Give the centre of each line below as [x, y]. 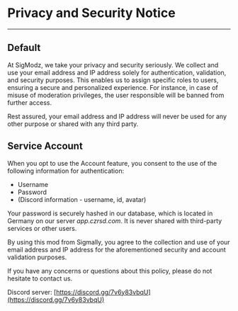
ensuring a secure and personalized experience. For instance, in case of [113, 87]
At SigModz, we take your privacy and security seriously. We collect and [113, 64]
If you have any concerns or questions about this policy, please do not [110, 271]
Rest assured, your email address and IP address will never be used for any [117, 116]
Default [24, 48]
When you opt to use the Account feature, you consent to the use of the [112, 163]
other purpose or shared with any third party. [73, 124]
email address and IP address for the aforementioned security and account [117, 249]
